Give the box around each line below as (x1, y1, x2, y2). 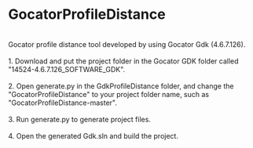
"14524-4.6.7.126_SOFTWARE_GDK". (8, 64, 126, 74)
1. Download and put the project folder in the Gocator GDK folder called (8, 56, 239, 66)
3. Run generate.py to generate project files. (8, 114, 152, 124)
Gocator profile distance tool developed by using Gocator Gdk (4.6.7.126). (8, 39, 246, 49)
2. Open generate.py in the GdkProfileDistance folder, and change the (8, 81, 234, 91)
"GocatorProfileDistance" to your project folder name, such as (8, 89, 210, 99)
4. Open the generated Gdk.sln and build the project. (8, 131, 179, 140)
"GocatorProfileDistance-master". (8, 98, 118, 107)
